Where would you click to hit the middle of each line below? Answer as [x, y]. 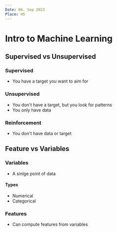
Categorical [24, 201]
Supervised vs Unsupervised [51, 57]
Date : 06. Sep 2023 [25, 10]
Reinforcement [23, 122]
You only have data [32, 110]
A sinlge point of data [34, 174]
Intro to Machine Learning [59, 39]
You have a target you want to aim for [50, 81]
